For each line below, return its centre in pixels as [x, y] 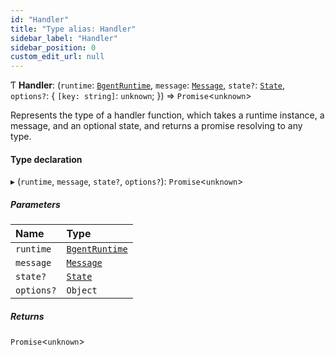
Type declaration [46, 159]
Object [82, 290]
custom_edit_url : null [57, 57]
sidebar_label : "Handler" [64, 38]
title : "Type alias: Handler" [73, 29]
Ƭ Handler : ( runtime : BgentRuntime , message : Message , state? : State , [148, 85]
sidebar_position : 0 [53, 47]
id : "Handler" [40, 19]
